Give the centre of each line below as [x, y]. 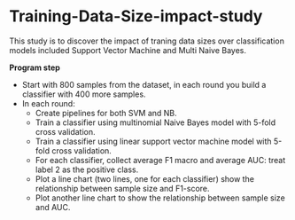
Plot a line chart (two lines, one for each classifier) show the [145, 178]
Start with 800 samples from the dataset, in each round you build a [144, 84]
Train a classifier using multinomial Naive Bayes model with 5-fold [155, 122]
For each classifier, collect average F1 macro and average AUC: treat [160, 160]
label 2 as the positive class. [87, 169]
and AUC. [53, 207]
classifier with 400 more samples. [84, 94]
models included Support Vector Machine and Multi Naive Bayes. [128, 50]
